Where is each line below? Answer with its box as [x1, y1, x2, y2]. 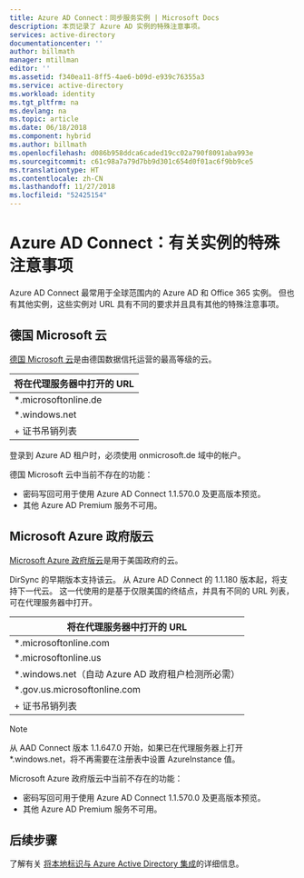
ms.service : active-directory [9, 81, 124, 90]
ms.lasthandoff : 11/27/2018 [9, 183, 116, 192]
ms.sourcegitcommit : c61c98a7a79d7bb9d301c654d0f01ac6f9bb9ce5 [9, 156, 254, 166]
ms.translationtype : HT [9, 165, 100, 175]
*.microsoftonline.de [14, 393, 103, 405]
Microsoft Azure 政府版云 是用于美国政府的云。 [9, 554, 183, 565]
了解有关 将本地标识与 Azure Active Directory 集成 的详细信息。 [9, 858, 244, 869]
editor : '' [9, 65, 51, 74]
